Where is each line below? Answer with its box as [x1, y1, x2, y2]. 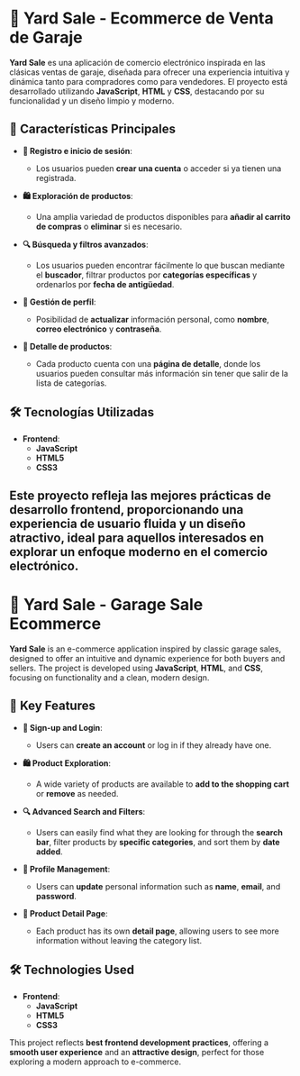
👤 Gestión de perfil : [22, 296, 96, 307]
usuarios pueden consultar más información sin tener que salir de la [35, 368, 288, 378]
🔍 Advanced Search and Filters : [22, 806, 146, 816]
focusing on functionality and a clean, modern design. [9, 671, 210, 683]
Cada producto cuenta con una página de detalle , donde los [35, 358, 261, 369]
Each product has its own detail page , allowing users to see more [35, 926, 279, 936]
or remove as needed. [35, 788, 119, 798]
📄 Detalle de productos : [22, 341, 113, 351]
